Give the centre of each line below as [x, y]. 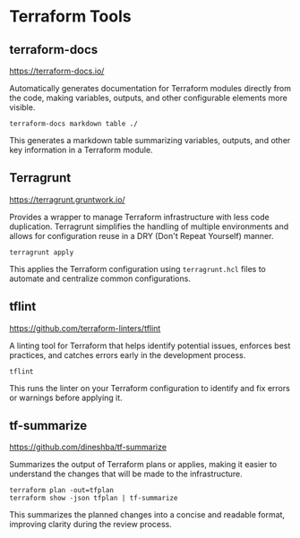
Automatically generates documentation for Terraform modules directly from [150, 88]
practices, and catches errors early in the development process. [128, 354]
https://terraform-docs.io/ [57, 71]
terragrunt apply [42, 252]
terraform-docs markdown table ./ [74, 124]
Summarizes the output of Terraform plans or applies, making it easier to [143, 465]
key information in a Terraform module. [81, 150]
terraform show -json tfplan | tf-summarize [94, 499]
